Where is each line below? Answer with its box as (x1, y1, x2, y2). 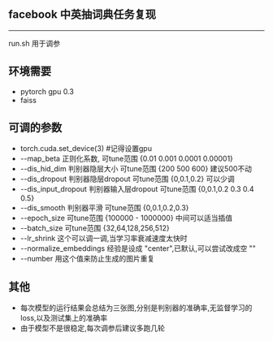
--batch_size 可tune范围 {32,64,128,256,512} (19, 223, 170, 233)
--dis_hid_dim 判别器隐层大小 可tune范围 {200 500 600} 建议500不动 (19, 164, 253, 174)
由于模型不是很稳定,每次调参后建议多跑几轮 (19, 323, 165, 333)
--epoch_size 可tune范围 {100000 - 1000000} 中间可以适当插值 (19, 214, 233, 223)
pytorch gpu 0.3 (19, 86, 75, 96)
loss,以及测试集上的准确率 (19, 313, 108, 323)
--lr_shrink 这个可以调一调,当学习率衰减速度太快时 (19, 234, 188, 244)
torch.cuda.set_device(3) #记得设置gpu (19, 144, 153, 153)
